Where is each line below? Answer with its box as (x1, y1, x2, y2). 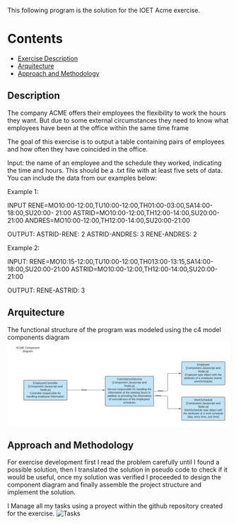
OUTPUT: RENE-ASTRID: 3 (7, 286, 85, 295)
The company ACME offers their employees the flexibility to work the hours (7, 108, 226, 117)
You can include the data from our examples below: (7, 173, 158, 182)
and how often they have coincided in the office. (7, 144, 148, 153)
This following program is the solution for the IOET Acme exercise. (7, 6, 200, 14)
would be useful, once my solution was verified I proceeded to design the (7, 473, 221, 482)
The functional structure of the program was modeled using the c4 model (7, 325, 221, 334)
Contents (7, 31, 64, 47)
